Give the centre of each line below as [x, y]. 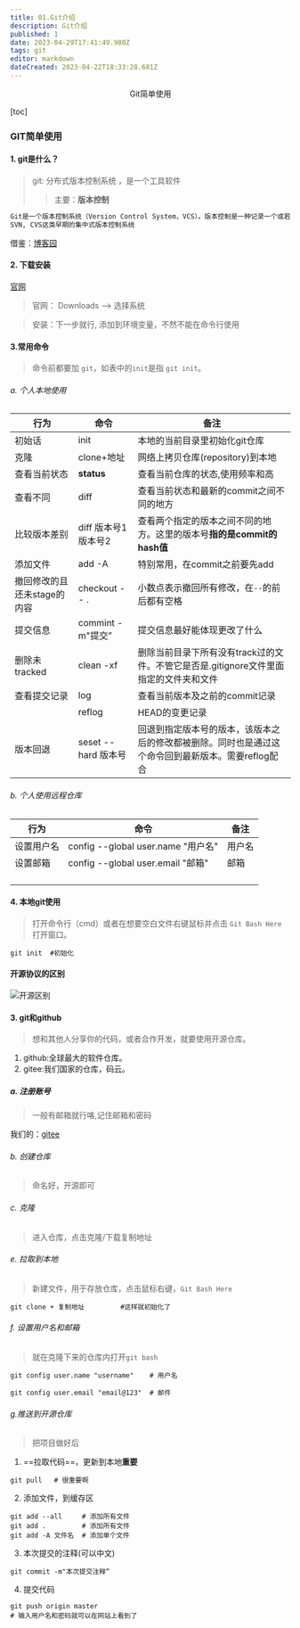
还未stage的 [40, 595]
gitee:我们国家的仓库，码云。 [76, 1069]
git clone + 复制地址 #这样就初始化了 [91, 1307]
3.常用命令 [30, 346]
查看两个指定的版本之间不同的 [200, 521]
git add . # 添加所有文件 [70, 1526]
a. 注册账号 [31, 1091]
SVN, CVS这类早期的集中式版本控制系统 [73, 225]
